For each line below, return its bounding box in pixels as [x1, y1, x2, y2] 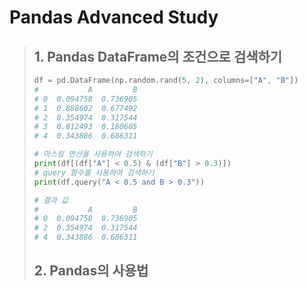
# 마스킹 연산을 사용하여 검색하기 [33, 149, 153, 160]
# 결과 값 [33, 195, 69, 205]
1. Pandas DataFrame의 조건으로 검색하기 [33, 48, 283, 65]
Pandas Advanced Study [9, 6, 219, 29]
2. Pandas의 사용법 [33, 262, 149, 280]
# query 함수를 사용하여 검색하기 [33, 167, 155, 178]
